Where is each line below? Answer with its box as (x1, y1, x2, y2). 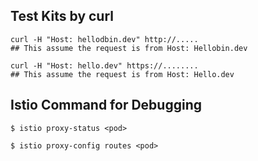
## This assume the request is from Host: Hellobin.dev (10, 43, 248, 53)
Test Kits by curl (10, 8, 115, 25)
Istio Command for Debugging (10, 97, 202, 114)
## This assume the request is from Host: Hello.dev (10, 69, 235, 79)
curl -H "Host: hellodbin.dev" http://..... (10, 34, 199, 44)
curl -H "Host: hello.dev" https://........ (10, 60, 199, 71)
